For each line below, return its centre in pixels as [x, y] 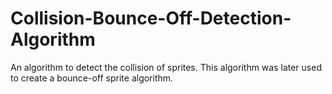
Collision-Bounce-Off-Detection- [151, 18]
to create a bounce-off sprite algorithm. [92, 78]
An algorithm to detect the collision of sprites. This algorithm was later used [166, 67]
